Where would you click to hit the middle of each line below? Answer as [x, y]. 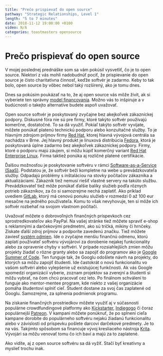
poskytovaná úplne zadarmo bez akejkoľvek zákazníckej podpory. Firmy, [78, 145]
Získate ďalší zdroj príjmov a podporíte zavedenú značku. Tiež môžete [75, 231]
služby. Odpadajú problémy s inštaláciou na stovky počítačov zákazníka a [79, 175]
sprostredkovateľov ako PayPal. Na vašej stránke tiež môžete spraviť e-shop [81, 221]
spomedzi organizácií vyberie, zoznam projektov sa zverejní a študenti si [78, 272]
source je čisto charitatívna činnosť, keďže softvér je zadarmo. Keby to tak [80, 80]
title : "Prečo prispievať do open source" [49, 9]
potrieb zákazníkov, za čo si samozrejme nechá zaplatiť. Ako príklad [73, 191]
